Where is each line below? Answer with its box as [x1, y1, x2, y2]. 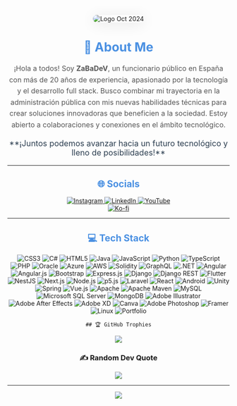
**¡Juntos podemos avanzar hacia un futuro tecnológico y [9, 138, 228, 148]
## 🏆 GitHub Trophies [85, 321, 152, 328]
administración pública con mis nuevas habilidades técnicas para [10, 97, 227, 107]
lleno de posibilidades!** [71, 147, 166, 158]
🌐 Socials [97, 178, 140, 190]
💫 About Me [83, 39, 154, 56]
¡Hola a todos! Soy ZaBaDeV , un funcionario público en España [13, 63, 224, 73]
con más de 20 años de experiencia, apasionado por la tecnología [8, 75, 229, 85]
